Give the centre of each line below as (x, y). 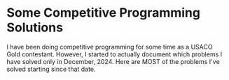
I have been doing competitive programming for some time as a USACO (110, 47)
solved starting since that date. (51, 69)
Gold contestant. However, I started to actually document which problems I (114, 54)
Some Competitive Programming (104, 13)
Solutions (35, 27)
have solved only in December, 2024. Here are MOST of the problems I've (113, 61)
